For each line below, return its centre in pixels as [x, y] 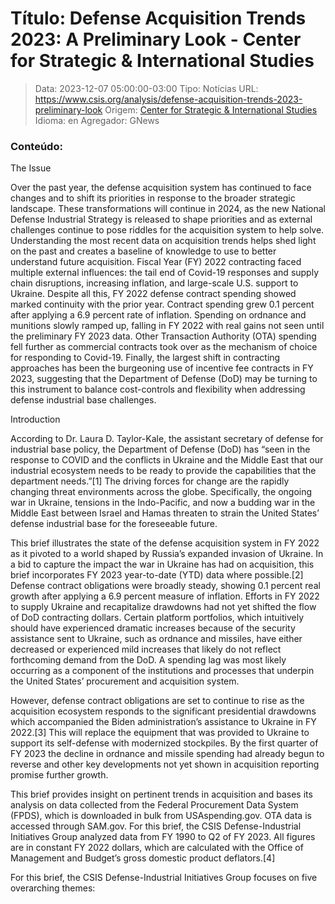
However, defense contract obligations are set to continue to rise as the [157, 701]
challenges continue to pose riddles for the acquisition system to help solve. [167, 230]
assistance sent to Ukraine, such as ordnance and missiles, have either [156, 639]
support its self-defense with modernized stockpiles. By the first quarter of [164, 743]
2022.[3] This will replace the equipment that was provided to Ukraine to [160, 733]
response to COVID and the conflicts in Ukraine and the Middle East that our [167, 460]
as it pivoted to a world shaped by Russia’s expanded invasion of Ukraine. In [167, 554]
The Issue [31, 168]
